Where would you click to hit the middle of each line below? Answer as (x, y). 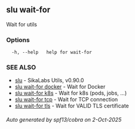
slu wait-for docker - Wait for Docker (60, 87)
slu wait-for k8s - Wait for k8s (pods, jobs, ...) (71, 93)
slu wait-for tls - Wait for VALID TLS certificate (72, 106)
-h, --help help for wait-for (52, 52)
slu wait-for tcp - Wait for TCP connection (66, 100)
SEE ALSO (21, 67)
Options (18, 40)
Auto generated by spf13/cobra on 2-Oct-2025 (64, 120)
